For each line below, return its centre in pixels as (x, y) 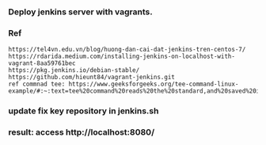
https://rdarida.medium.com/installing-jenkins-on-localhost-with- (122, 57)
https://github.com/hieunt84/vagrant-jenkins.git (92, 78)
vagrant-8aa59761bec (42, 63)
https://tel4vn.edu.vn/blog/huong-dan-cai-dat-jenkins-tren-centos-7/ (127, 50)
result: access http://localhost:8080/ (82, 132)
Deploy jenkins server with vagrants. (80, 12)
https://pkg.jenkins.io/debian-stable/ (74, 71)
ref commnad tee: (37, 84)
